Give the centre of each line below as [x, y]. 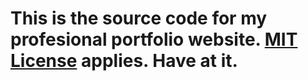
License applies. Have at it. [124, 61]
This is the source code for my [139, 18]
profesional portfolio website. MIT [154, 39]
